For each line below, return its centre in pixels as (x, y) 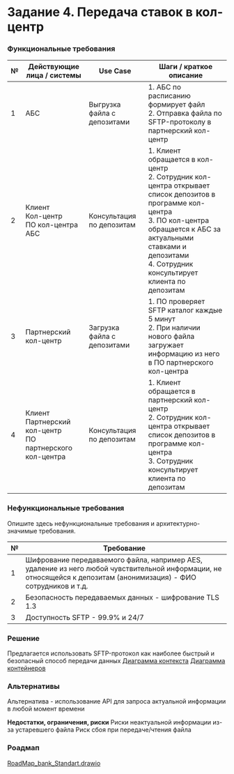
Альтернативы (34, 686)
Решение (24, 638)
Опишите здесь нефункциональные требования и (81, 523)
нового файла (171, 337)
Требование (125, 548)
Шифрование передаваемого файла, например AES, (114, 560)
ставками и (167, 247)
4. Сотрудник (171, 264)
